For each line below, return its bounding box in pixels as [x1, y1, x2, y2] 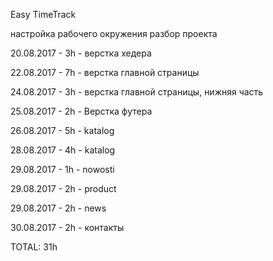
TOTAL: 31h [10, 241, 58, 253]
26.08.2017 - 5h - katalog [10, 125, 115, 136]
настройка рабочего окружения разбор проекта [10, 28, 218, 39]
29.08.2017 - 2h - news [10, 202, 107, 214]
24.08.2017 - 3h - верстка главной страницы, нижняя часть [10, 86, 264, 98]
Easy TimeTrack [10, 9, 77, 20]
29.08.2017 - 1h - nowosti [10, 164, 115, 175]
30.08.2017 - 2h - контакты [10, 222, 125, 233]
